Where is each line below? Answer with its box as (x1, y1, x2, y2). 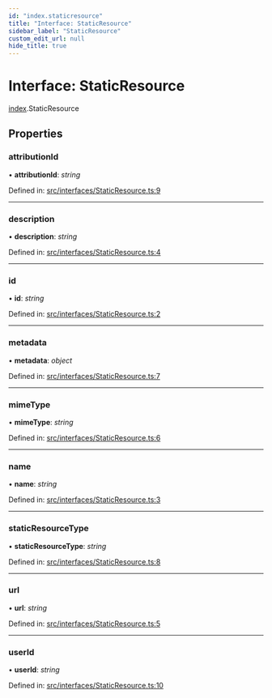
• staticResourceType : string (8, 541, 107, 551)
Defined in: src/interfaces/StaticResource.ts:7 (8, 371, 160, 381)
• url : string (8, 602, 47, 612)
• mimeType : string (8, 417, 74, 427)
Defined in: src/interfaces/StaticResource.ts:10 (8, 681, 164, 691)
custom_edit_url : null (8, 34, 85, 43)
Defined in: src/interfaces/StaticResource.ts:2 (8, 309, 161, 319)
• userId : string (8, 665, 61, 675)
